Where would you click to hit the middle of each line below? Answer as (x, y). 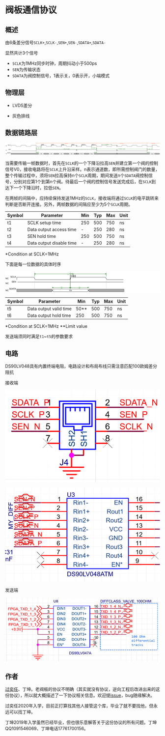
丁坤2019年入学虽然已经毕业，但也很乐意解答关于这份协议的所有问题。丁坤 (81, 722)
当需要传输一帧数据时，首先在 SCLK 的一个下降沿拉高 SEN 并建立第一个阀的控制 (82, 163)
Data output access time (52, 229)
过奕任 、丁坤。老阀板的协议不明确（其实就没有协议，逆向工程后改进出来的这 (82, 689)
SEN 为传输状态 (26, 70)
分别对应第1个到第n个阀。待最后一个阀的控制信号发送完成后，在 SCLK (82, 181)
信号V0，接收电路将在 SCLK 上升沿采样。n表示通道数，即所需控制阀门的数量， (82, 169)
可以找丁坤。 (22, 712)
